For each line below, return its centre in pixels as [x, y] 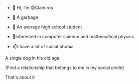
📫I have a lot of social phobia [43, 46]
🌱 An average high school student [47, 27]
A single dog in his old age [32, 58]
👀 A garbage [25, 17]
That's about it [20, 77]
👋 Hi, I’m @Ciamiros [33, 8]
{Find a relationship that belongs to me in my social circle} [65, 68]
